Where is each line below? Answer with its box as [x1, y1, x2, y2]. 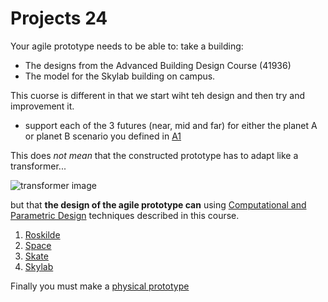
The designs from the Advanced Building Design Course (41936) [24, 59, 292, 71]
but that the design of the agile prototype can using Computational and [10, 198, 307, 211]
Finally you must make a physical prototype [10, 280, 190, 292]
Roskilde [24, 228, 61, 241]
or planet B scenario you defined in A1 [24, 130, 182, 142]
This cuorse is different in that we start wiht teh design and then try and [10, 89, 305, 101]
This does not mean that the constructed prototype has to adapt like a [10, 149, 299, 161]
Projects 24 [10, 7, 108, 30]
